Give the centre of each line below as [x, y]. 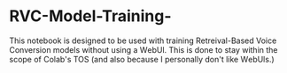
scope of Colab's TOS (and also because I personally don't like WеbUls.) [142, 59]
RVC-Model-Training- [90, 16]
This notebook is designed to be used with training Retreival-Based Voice [143, 40]
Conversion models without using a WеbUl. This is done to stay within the [143, 49]
